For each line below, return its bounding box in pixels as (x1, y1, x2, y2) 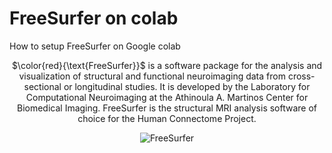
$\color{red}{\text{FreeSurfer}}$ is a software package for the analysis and (11, 59, 323, 71)
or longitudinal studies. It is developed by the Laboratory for (63, 80, 311, 92)
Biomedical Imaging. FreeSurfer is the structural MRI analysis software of (16, 102, 318, 114)
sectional (23, 80, 62, 92)
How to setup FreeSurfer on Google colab (9, 40, 181, 52)
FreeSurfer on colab (9, 7, 179, 30)
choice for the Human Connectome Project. (77, 112, 257, 124)
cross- (287, 70, 316, 82)
